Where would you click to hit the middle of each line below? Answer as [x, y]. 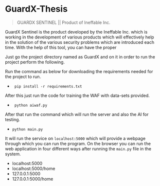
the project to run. [23, 76]
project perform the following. [35, 62]
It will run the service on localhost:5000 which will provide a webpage [75, 138]
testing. [13, 119]
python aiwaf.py [31, 105]
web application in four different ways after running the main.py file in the [78, 149]
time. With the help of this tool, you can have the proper [61, 47]
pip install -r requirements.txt [48, 86]
